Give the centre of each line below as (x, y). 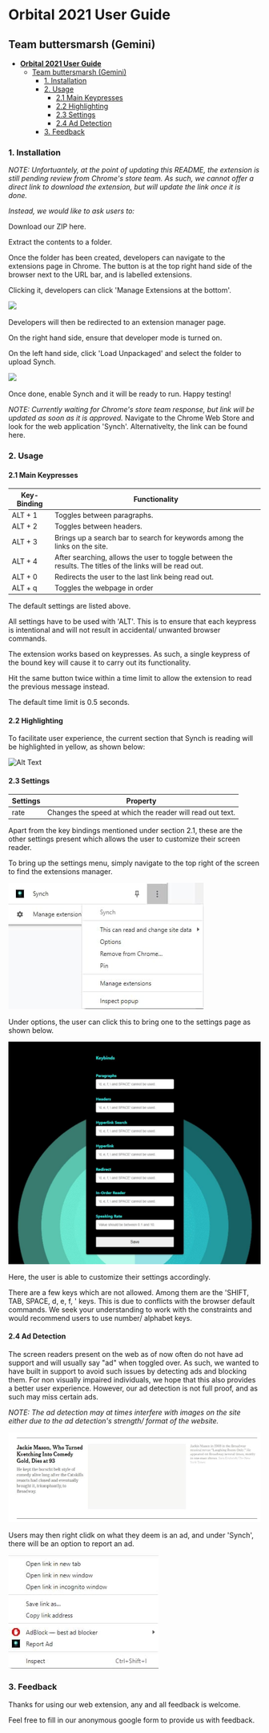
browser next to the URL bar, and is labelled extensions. (100, 275)
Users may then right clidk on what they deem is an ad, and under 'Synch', (131, 1535)
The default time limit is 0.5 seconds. (69, 702)
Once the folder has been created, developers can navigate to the (117, 257)
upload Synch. (32, 362)
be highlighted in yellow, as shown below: (77, 747)
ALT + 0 (24, 577)
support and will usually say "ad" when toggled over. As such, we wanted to (134, 1363)
